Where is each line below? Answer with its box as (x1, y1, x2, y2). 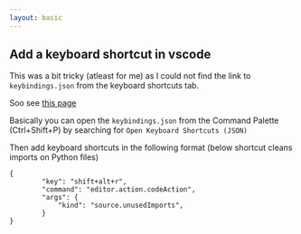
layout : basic (9, 13, 63, 23)
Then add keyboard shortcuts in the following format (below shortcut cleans (9, 142, 293, 154)
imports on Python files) (9, 152, 99, 163)
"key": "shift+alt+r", (42, 177, 127, 186)
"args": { (42, 193, 79, 202)
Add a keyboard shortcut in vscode (9, 47, 212, 62)
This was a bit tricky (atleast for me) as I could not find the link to (9, 70, 251, 81)
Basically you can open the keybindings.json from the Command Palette (9, 115, 279, 126)
